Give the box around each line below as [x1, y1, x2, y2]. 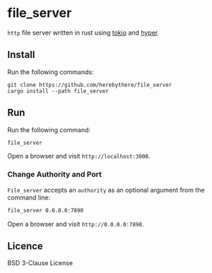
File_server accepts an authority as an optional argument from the [7, 185, 205, 194]
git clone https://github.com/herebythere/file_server [7, 81, 172, 88]
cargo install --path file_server [7, 87, 110, 95]
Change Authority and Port [7, 170, 102, 180]
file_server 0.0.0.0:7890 [7, 207, 83, 214]
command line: [7, 193, 51, 202]
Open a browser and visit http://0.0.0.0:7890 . [7, 219, 144, 228]
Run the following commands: [7, 67, 94, 76]
